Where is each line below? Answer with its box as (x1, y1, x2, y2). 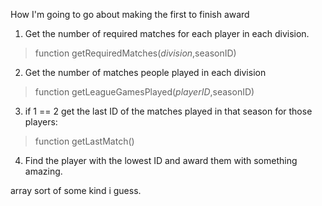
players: (24, 116, 58, 128)
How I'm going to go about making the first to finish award (10, 9, 250, 20)
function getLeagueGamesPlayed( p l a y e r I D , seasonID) (34, 86, 255, 98)
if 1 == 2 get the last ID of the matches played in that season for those (24, 105, 313, 117)
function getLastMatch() (34, 135, 135, 147)
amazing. (24, 165, 63, 177)
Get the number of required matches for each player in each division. (24, 28, 310, 39)
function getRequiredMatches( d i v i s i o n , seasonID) (34, 47, 237, 59)
